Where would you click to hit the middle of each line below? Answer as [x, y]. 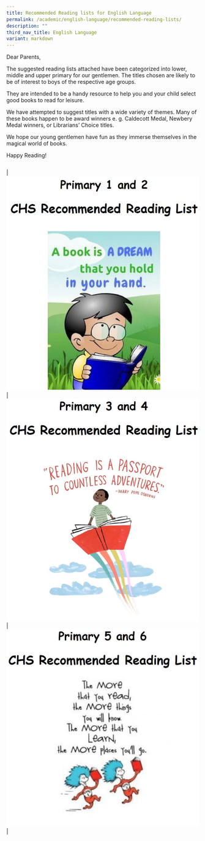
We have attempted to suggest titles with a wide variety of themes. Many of [102, 112]
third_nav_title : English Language [52, 32]
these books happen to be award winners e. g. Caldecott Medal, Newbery [99, 119]
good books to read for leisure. [45, 100]
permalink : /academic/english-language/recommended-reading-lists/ [94, 19]
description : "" [27, 26]
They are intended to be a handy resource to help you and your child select [101, 94]
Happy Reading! [27, 156]
